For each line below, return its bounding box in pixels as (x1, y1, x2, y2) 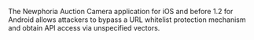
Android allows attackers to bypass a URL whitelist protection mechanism (8, 15, 246, 24)
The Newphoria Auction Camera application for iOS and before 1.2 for (8, 7, 234, 16)
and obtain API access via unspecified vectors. (8, 24, 160, 32)
